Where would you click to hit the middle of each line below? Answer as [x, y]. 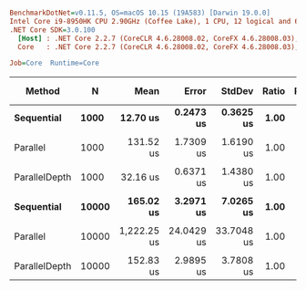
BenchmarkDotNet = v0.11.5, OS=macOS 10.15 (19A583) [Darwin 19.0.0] [140, 13]
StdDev [237, 91]
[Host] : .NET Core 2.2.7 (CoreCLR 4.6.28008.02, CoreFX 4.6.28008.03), [158, 38]
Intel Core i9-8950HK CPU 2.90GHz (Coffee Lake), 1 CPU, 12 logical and [150, 21]
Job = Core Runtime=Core [55, 63]
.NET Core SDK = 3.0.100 [52, 30]
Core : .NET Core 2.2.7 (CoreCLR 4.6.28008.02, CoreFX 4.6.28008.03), [158, 47]
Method [43, 91]
